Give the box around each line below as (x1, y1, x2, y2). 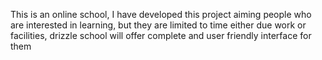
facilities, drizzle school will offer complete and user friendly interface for (10, 30, 312, 41)
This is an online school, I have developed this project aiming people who (10, 9, 312, 20)
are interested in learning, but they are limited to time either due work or (10, 19, 307, 31)
